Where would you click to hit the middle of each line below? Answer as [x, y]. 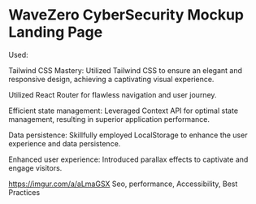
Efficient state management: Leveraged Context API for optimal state [123, 111]
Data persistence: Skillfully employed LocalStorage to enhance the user [128, 135]
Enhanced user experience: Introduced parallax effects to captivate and [128, 159]
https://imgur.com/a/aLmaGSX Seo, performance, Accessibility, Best [123, 184]
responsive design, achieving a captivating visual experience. [111, 79]
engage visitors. [35, 167]
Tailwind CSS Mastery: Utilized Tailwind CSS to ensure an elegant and [125, 70]
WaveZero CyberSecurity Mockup [126, 15]
